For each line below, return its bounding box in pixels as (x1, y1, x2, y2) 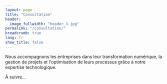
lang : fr (5, 35, 23, 40)
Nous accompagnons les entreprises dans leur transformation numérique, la (5, 53, 162, 59)
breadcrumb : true (5, 30, 41, 35)
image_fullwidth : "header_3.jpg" (9, 21, 79, 26)
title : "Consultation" (5, 12, 52, 17)
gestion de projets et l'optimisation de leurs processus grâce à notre (5, 58, 146, 65)
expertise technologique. (5, 64, 56, 70)
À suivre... (5, 73, 26, 80)
